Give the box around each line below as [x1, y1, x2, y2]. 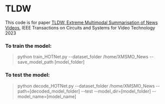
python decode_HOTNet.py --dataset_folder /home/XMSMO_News [17, 83, 155, 89]
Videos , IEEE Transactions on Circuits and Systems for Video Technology [5, 24, 156, 30]
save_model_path [17, 59, 54, 65]
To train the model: [5, 42, 52, 49]
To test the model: [5, 72, 50, 79]
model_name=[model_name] [17, 93, 76, 100]
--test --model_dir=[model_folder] [81, 88, 151, 94]
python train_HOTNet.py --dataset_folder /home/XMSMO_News [17, 54, 149, 60]
